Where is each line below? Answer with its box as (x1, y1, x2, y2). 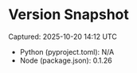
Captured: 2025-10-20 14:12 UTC (8, 32, 117, 41)
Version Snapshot (8, 6, 129, 24)
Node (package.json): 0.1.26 (19, 56, 113, 65)
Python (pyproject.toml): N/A (19, 47, 115, 56)
